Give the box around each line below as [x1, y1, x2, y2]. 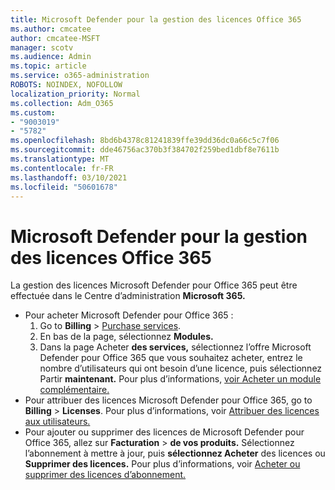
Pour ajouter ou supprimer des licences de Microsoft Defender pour [24, 426, 305, 438]
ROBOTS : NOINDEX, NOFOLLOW [10, 80, 123, 90]
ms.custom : [10, 107, 56, 118]
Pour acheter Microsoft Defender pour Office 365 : [24, 309, 234, 321]
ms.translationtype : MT [10, 154, 110, 164]
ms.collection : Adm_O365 [10, 98, 114, 108]
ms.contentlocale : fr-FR [10, 163, 114, 173]
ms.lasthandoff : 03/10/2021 [10, 172, 128, 183]
